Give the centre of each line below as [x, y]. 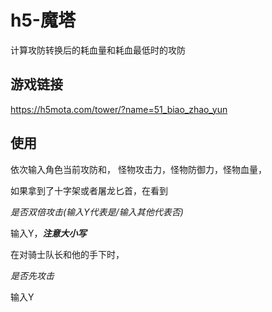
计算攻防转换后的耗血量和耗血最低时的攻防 [98, 50]
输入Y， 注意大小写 [48, 233]
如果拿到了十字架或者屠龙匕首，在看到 [89, 190]
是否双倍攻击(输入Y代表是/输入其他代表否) [97, 212]
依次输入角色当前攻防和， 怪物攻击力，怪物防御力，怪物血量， [138, 169]
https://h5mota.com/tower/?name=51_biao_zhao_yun [119, 109]
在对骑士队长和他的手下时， [67, 254]
